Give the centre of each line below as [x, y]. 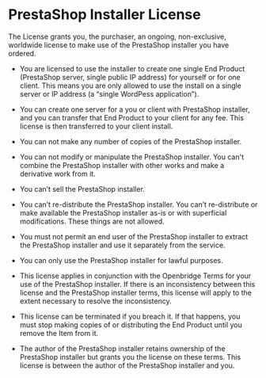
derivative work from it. [58, 174]
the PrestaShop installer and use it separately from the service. [122, 245]
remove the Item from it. [59, 333]
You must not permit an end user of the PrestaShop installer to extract [134, 236]
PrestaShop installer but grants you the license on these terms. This [130, 357]
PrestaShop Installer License [104, 15]
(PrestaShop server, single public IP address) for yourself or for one [130, 77]
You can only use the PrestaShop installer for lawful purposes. [121, 260]
